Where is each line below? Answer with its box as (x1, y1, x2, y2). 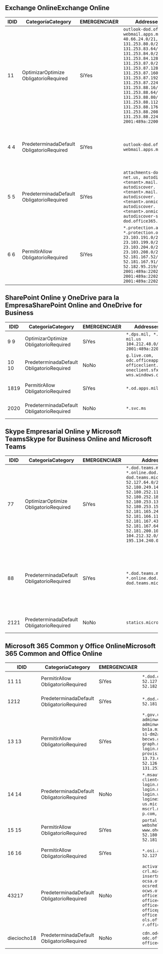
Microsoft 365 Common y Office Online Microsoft (5, 642, 156, 650)
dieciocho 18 (7, 935, 36, 941)
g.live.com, (126, 352, 154, 358)
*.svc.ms (126, 405, 147, 411)
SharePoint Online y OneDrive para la (5, 294, 120, 302)
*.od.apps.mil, (126, 385, 161, 391)
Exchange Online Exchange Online (5, 4, 110, 12)
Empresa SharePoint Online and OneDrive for (5, 301, 142, 310)
